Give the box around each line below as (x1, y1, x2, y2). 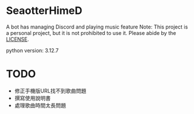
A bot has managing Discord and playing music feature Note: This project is (6, 23, 188, 30)
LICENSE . (6, 35, 29, 42)
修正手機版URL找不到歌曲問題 (14, 87, 86, 94)
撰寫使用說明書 (14, 94, 51, 101)
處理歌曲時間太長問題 (14, 102, 66, 109)
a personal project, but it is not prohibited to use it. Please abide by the (6, 29, 176, 36)
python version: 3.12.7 (6, 47, 59, 54)
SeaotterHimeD (6, 4, 83, 17)
